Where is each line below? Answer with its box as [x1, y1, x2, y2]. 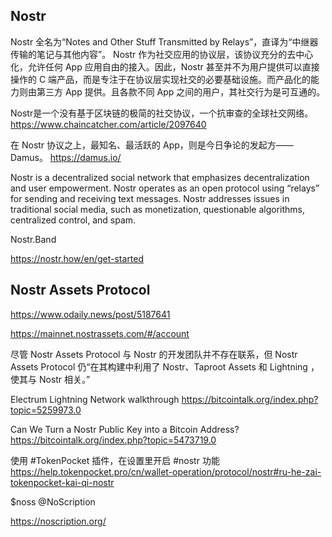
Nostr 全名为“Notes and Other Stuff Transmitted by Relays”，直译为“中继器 [10, 35, 319, 48]
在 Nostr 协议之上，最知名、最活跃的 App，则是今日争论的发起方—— [10, 139, 294, 151]
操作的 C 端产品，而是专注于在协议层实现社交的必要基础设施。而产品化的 [10, 73, 312, 85]
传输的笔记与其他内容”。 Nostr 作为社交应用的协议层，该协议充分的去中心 [10, 48, 314, 60]
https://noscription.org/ [10, 515, 107, 527]
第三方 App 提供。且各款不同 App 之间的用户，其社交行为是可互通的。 [36, 85, 326, 98]
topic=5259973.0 [10, 404, 82, 416]
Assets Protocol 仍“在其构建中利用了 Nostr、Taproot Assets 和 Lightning [10, 360, 308, 373]
